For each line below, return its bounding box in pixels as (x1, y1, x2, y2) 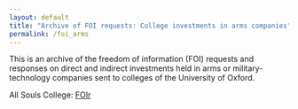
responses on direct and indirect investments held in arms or (9, 63, 231, 74)
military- (232, 63, 263, 74)
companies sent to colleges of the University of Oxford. (51, 73, 255, 83)
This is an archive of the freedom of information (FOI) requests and (9, 54, 255, 65)
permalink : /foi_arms (9, 29, 90, 38)
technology (9, 73, 51, 83)
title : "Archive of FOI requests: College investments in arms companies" (9, 21, 292, 30)
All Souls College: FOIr (9, 90, 91, 100)
